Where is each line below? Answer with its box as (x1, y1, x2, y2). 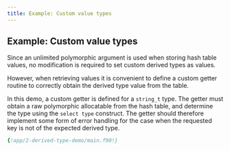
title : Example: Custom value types (7, 10, 112, 17)
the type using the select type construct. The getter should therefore (7, 109, 204, 117)
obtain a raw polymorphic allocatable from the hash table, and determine (7, 102, 214, 111)
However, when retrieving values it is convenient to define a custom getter (7, 74, 218, 82)
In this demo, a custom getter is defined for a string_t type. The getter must (7, 95, 224, 103)
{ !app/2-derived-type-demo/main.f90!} (7, 137, 118, 144)
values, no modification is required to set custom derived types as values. (7, 61, 216, 69)
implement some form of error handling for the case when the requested (7, 117, 213, 125)
